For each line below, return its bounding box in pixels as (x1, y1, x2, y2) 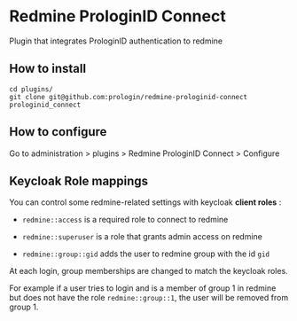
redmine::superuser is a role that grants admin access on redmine (21, 231, 263, 242)
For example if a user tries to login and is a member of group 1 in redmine (9, 283, 277, 294)
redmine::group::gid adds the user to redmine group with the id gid (21, 248, 270, 259)
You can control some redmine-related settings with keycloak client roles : (9, 197, 282, 207)
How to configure (9, 124, 107, 139)
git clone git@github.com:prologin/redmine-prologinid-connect (9, 92, 248, 101)
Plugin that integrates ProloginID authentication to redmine (9, 35, 223, 46)
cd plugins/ (9, 84, 53, 94)
